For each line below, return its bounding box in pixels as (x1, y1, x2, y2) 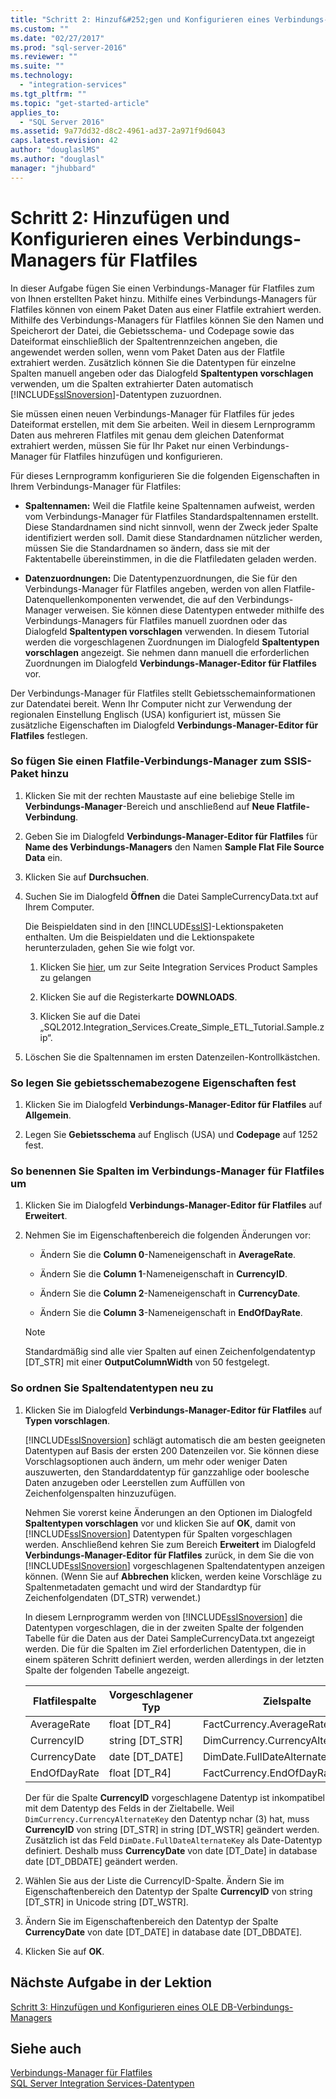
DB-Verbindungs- (220, 2001, 294, 2013)
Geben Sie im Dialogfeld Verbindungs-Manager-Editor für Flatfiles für (24, 830, 318, 842)
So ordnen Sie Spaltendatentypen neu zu (10, 1381, 214, 1395)
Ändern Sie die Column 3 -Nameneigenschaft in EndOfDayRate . (39, 1307, 303, 1319)
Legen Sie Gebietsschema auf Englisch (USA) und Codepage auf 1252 (24, 1129, 318, 1141)
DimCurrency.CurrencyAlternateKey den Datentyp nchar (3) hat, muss (24, 1812, 310, 1825)
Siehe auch (10, 2040, 82, 2057)
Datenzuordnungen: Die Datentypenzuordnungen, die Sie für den (24, 572, 298, 584)
